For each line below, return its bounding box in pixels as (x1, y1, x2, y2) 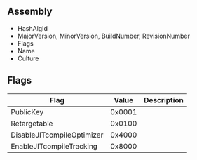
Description (143, 95, 184, 105)
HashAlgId (17, 24, 48, 32)
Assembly (7, 6, 53, 18)
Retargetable (11, 119, 53, 128)
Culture (17, 54, 39, 62)
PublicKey (11, 107, 44, 116)
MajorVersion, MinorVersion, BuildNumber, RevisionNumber (17, 32, 191, 40)
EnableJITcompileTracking (11, 141, 98, 151)
